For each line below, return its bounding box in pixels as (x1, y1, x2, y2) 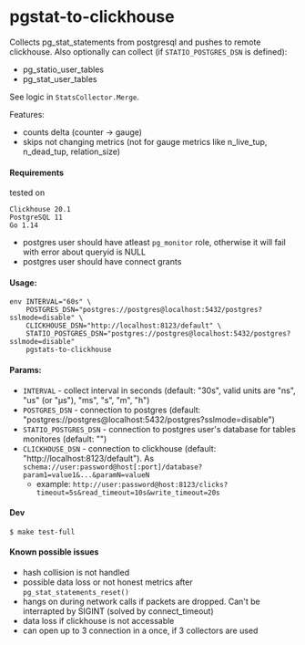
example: (36, 478, 71, 489)
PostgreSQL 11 (9, 213, 64, 223)
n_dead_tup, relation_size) (22, 146, 121, 157)
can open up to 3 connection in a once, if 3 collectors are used (22, 625, 259, 636)
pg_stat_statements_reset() (22, 588, 129, 597)
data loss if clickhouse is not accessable (22, 615, 175, 626)
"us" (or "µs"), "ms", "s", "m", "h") (22, 394, 150, 405)
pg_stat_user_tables (22, 73, 97, 84)
